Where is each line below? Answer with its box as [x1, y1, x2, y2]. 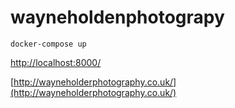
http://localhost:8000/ [10, 56, 102, 68]
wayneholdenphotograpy [10, 6, 225, 29]
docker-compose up [10, 39, 87, 49]
